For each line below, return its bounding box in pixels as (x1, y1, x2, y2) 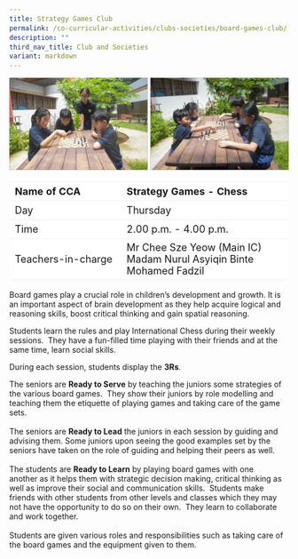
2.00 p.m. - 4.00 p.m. (126, 223, 229, 236)
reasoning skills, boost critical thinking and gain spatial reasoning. (9, 308, 250, 319)
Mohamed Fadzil (126, 265, 205, 277)
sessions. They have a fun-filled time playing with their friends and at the (9, 335, 278, 346)
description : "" (9, 33, 69, 42)
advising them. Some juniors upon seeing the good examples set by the (9, 435, 271, 446)
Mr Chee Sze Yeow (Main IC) (126, 241, 263, 254)
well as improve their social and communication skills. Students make (9, 483, 264, 493)
